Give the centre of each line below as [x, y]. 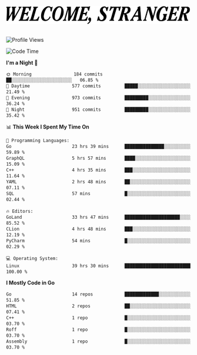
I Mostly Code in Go [30, 283]
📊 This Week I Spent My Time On [48, 127]
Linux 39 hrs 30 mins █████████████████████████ [98, 266]
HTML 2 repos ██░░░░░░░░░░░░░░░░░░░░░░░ [98, 306]
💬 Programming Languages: [38, 141]
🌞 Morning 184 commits [54, 74]
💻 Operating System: [32, 259]
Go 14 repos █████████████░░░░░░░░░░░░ [98, 294]
